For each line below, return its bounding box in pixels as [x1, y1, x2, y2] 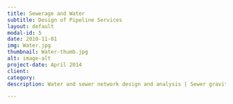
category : [7, 74, 36, 81]
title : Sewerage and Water [7, 10, 85, 17]
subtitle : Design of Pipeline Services [7, 17, 123, 23]
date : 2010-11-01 [7, 36, 58, 43]
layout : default [7, 23, 54, 30]
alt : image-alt [7, 55, 51, 62]
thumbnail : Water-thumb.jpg [7, 49, 89, 56]
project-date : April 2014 [7, 61, 82, 68]
